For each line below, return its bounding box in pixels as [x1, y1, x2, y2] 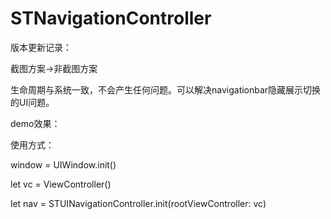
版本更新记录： [10, 41, 72, 53]
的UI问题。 [10, 96, 55, 108]
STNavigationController [10, 7, 212, 30]
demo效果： [10, 117, 61, 129]
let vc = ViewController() [10, 178, 112, 190]
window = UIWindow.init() [10, 158, 117, 171]
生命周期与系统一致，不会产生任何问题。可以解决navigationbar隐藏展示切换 [10, 83, 322, 96]
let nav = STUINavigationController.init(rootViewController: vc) [10, 197, 267, 209]
